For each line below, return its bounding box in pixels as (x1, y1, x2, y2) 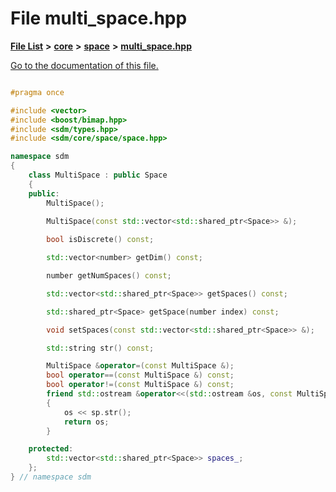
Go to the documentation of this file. (10, 59, 159, 71)
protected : (28, 444, 74, 454)
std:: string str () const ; (46, 343, 155, 353)
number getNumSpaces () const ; (46, 271, 172, 281)
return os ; (63, 417, 110, 427)
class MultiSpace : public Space (28, 170, 168, 181)
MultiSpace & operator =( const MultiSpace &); (46, 361, 235, 371)
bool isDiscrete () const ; (46, 235, 155, 245)
